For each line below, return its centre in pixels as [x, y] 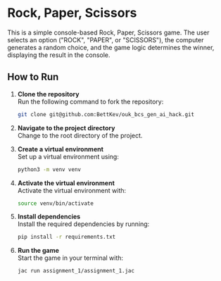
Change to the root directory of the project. [80, 135]
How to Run [33, 77]
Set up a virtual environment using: [68, 156]
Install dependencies [49, 217]
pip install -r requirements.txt [67, 237]
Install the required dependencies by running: [83, 224]
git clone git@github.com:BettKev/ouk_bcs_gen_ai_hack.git [106, 114]
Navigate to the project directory [66, 127]
